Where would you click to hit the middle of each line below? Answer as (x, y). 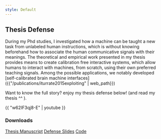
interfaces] (78, 78)
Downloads (19, 120)
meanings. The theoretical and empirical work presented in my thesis (75, 57)
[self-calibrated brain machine (36, 78)
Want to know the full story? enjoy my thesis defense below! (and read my (80, 93)
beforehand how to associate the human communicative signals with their (80, 52)
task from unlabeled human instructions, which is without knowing (72, 47)
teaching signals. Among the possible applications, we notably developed (80, 73)
